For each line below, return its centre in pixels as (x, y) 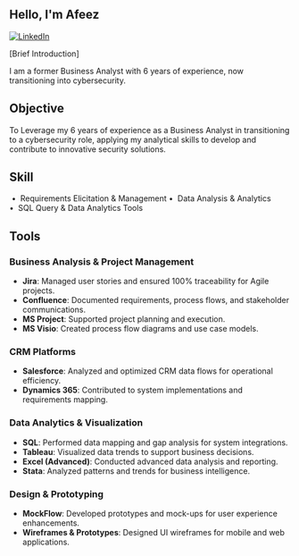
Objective (37, 109)
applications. (46, 542)
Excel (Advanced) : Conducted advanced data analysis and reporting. (150, 461)
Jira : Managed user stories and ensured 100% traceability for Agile (145, 282)
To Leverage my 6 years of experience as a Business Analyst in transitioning (149, 130)
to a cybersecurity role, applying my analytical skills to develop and (133, 139)
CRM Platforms (43, 352)
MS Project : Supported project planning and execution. (124, 319)
